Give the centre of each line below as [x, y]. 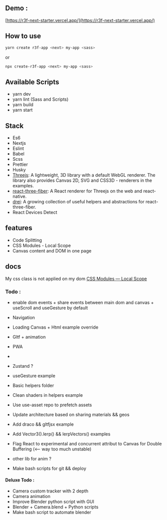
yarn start [23, 110]
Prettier [20, 164]
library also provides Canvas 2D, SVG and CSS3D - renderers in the [82, 180]
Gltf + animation [29, 337]
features [19, 228]
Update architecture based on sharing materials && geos [71, 414]
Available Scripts [32, 82]
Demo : [17, 8]
